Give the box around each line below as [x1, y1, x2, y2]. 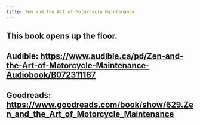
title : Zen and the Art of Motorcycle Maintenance [6, 8, 135, 15]
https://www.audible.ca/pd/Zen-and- [40, 51, 184, 62]
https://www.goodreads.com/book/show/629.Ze [6, 99, 194, 109]
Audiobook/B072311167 [6, 70, 96, 80]
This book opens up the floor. [6, 31, 118, 41]
